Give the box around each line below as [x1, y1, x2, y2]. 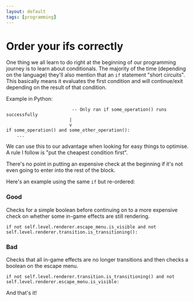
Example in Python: [6, 95, 53, 102]
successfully [6, 112, 38, 118]
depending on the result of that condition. [6, 84, 107, 91]
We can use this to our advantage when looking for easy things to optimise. [6, 143, 189, 150]
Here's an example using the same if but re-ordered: [6, 178, 135, 186]
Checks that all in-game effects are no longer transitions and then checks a [6, 256, 189, 263]
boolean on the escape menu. [6, 263, 78, 270]
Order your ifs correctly [6, 39, 123, 53]
